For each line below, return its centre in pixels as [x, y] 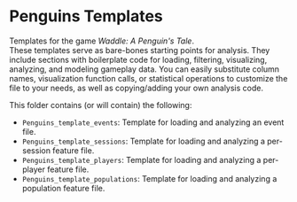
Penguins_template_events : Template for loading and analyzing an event [153, 122]
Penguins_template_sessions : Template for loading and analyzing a [144, 141]
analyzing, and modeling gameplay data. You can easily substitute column [145, 69]
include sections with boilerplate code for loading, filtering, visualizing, [138, 59]
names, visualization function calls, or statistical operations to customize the [148, 78]
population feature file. [63, 188]
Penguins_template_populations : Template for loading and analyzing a [149, 178]
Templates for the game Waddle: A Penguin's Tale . [102, 41]
